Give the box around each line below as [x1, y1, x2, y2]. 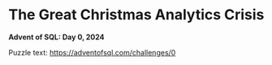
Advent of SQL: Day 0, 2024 [8, 32, 105, 42]
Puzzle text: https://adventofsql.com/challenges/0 [8, 47, 176, 57]
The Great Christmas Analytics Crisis [8, 6, 265, 24]
